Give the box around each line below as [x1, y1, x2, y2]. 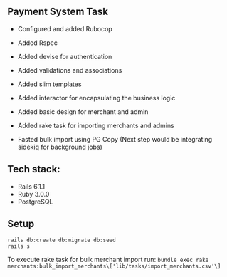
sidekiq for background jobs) [17, 142, 103, 151]
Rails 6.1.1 [17, 182, 45, 191]
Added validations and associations [17, 66, 122, 74]
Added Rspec [17, 38, 58, 47]
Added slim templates [17, 80, 82, 88]
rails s [7, 243, 31, 250]
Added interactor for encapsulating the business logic [17, 93, 176, 102]
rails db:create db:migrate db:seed [7, 236, 116, 244]
